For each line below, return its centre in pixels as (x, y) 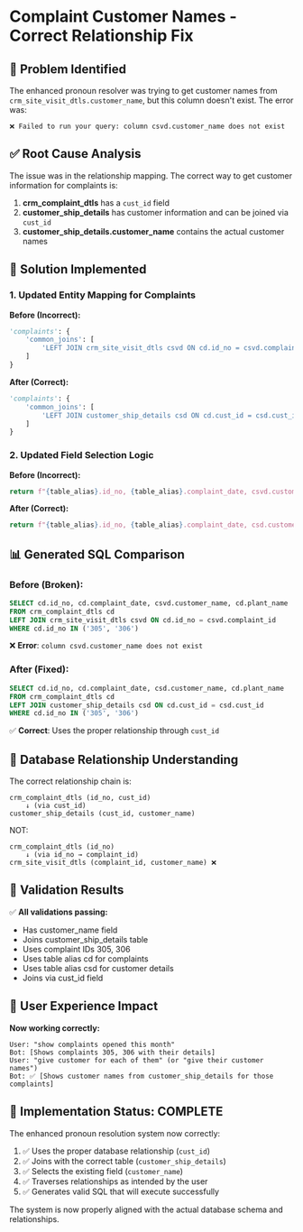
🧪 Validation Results (67, 890)
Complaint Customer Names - (123, 17)
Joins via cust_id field (63, 978)
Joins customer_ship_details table (85, 939)
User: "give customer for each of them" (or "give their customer (137, 1060)
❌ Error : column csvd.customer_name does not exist (106, 646)
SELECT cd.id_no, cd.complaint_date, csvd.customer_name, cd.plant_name (149, 603)
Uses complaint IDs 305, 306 (76, 949)
